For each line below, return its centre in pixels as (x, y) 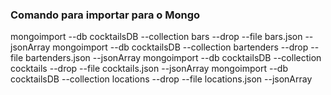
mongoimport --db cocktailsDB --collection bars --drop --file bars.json (156, 37)
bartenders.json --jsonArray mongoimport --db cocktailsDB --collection (173, 58)
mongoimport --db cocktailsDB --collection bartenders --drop (180, 47)
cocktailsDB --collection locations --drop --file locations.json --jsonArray (161, 79)
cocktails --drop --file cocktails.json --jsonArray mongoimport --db (149, 69)
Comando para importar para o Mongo (105, 15)
